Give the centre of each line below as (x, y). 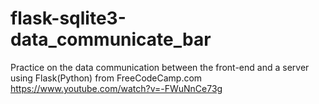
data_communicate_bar (111, 39)
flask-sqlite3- (68, 18)
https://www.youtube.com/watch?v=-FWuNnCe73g (116, 88)
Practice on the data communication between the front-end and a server (160, 67)
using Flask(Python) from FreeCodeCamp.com (106, 78)
